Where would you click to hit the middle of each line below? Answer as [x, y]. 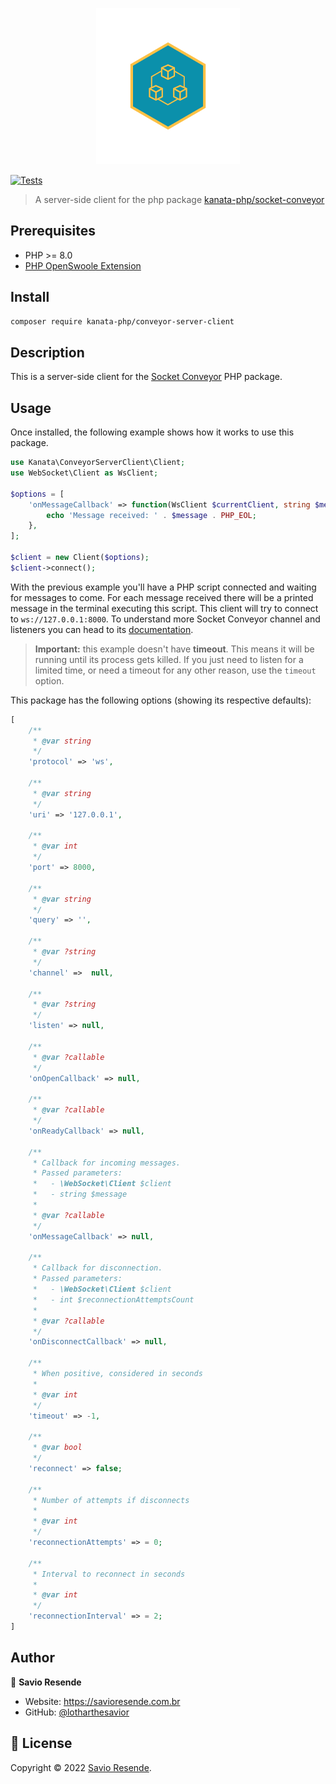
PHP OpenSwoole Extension [83, 265]
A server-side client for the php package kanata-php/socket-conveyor [179, 199]
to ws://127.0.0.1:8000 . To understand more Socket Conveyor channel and [165, 619]
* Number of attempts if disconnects [111, 1500]
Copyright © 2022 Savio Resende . [81, 1767]
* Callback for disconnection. [97, 1268]
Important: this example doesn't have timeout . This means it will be [174, 649]
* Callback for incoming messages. [107, 1163]
